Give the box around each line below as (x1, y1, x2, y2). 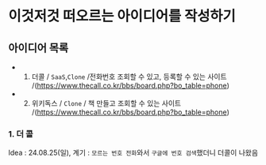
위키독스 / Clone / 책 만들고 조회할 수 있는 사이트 (31, 99, 181, 107)
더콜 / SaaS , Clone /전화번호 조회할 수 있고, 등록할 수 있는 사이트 (31, 72, 228, 81)
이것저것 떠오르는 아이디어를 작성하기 (8, 7, 236, 25)
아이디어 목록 (8, 41, 69, 54)
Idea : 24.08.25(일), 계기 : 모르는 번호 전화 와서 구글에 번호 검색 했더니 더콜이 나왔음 (8, 148, 259, 158)
